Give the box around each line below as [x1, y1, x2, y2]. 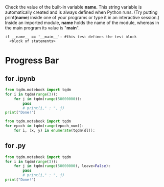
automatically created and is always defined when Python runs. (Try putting [5, 9, 158, 15]
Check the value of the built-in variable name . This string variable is [5, 4, 142, 10]
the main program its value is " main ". [5, 25, 80, 31]
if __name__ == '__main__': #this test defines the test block [5, 34, 137, 39]
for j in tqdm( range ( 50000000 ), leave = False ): [14, 164, 111, 168]
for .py [5, 141, 26, 150]
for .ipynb [5, 74, 36, 83]
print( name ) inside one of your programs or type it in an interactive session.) [5, 15, 160, 20]
